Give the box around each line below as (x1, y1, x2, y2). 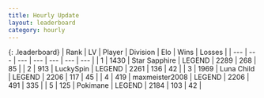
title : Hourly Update (8, 11, 80, 20)
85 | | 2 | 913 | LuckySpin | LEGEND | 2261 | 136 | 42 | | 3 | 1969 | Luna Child (8, 64, 255, 74)
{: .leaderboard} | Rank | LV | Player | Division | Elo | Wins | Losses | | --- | (8, 48, 247, 57)
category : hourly (8, 26, 66, 34)
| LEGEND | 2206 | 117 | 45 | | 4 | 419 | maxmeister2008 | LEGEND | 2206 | (8, 72, 250, 82)
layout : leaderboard (8, 19, 77, 27)
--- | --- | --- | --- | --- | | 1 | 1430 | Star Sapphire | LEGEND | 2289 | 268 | (17, 56, 257, 65)
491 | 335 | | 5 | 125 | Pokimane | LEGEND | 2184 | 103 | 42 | (8, 81, 202, 90)
